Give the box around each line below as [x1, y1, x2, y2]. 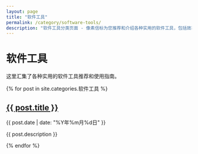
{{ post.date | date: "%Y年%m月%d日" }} [6, 119, 106, 126]
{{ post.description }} [6, 130, 58, 138]
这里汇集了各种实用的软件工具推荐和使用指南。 [6, 73, 120, 80]
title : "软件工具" [6, 14, 48, 20]
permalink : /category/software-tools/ [6, 19, 101, 25]
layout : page [6, 8, 38, 15]
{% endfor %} [6, 142, 40, 149]
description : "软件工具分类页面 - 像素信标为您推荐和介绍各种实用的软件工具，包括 [6, 25, 187, 31]
